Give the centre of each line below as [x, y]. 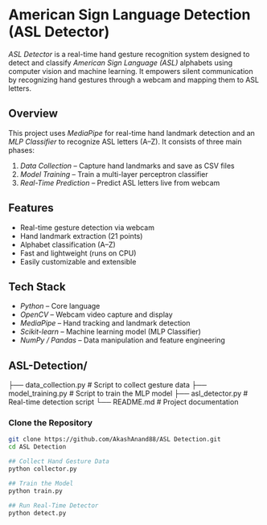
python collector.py [43, 469]
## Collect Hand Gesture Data [59, 461]
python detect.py [37, 513]
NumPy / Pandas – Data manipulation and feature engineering [122, 340]
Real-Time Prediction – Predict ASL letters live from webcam [120, 183]
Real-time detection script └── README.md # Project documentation [123, 402]
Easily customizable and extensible [78, 261]
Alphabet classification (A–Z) [68, 244]
